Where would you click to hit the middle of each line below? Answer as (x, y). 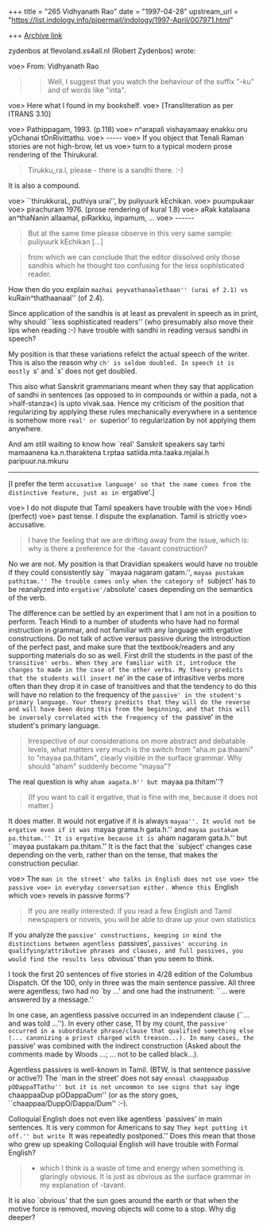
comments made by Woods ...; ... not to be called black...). (103, 1054)
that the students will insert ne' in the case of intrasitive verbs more (126, 678)
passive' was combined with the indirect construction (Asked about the (125, 1046)
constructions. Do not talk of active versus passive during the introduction (130, 638)
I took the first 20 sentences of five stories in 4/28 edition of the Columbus (130, 974)
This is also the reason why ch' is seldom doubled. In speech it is (122, 362)
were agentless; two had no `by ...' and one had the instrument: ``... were (127, 991)
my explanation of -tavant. (83, 1185)
